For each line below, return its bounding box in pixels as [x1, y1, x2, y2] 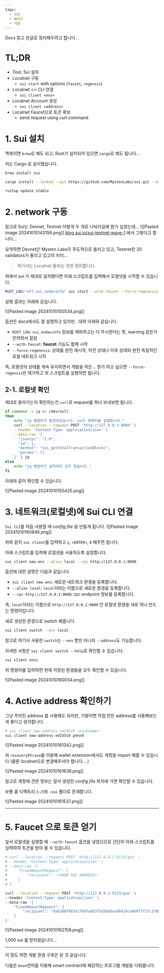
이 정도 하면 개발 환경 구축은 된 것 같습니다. [5, 952, 87, 958]
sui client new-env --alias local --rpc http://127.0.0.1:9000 [5, 559, 137, 564]
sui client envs [5, 658, 38, 663]
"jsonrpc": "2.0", [18, 436, 56, 441]
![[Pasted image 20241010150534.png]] [5, 308, 84, 314]
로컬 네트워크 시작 [12, 353, 46, 359]
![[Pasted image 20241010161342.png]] [5, 742, 84, 748]
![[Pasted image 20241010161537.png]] [5, 798, 83, 804]
